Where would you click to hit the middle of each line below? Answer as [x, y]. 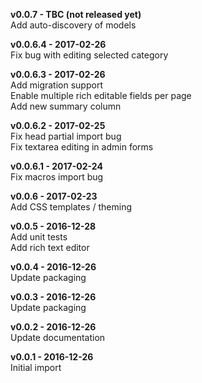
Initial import [36, 367]
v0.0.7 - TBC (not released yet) [76, 14]
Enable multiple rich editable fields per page [101, 95]
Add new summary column [66, 106]
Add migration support [56, 85]
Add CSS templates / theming [71, 207]
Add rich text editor [50, 247]
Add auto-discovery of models [73, 25]
